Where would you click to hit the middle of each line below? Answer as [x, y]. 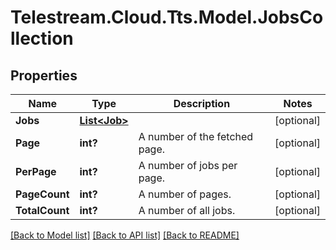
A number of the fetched [196, 136]
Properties [44, 75]
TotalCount [42, 210]
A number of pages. [185, 194]
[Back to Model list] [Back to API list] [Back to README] [125, 235]
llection [42, 38]
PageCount [42, 194]
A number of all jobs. [187, 210]
